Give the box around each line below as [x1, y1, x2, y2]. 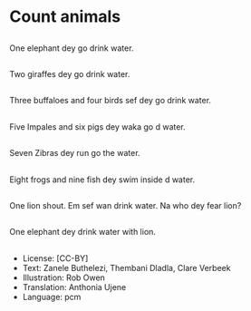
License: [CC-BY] [22, 252, 89, 264]
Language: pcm [22, 291, 82, 302]
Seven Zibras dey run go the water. [9, 148, 140, 159]
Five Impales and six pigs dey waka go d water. [9, 121, 186, 132]
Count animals [9, 6, 121, 27]
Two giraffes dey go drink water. [9, 68, 130, 79]
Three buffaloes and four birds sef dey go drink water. [9, 95, 211, 106]
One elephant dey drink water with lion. [9, 227, 157, 238]
